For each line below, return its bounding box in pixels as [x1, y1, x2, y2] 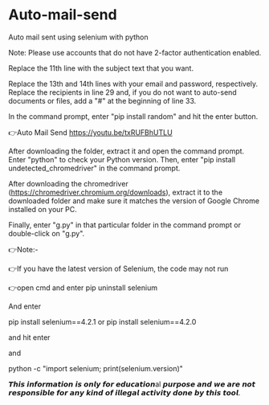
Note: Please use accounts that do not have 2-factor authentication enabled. [8, 47, 262, 57]
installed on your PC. [8, 204, 78, 214]
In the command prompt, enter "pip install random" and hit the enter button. [8, 111, 259, 121]
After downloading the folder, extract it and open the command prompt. [8, 146, 245, 156]
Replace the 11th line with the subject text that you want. [8, 63, 194, 73]
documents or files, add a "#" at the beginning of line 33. [8, 96, 197, 105]
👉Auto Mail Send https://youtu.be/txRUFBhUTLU [8, 127, 173, 137]
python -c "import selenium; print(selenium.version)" [8, 363, 183, 373]
